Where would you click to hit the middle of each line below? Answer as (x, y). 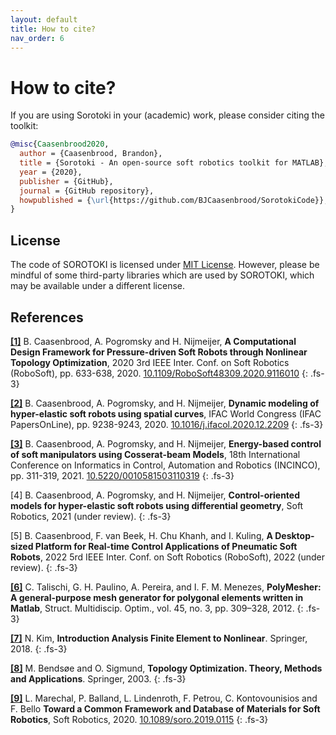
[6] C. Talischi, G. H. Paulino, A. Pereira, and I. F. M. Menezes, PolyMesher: (166, 587)
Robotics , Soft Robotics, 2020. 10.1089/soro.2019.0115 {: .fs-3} (139, 719)
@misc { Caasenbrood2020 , (60, 144)
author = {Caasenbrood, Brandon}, (91, 154)
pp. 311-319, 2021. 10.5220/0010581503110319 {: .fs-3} (122, 475)
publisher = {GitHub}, (66, 181)
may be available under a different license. (98, 286)
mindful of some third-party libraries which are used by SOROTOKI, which (162, 275)
